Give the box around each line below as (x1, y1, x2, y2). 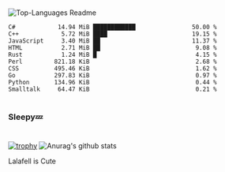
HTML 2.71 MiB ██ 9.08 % (8, 44, 217, 52)
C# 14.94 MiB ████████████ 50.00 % (8, 24, 217, 32)
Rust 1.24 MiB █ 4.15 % (8, 51, 217, 59)
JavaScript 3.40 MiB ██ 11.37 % (8, 37, 217, 45)
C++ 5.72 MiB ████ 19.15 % (8, 30, 217, 39)
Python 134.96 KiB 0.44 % (8, 79, 217, 87)
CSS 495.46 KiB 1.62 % (8, 65, 217, 73)
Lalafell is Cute (8, 156, 57, 166)
